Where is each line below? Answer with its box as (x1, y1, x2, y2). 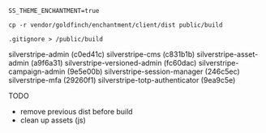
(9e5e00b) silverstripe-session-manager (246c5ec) (66, 66, 241, 76)
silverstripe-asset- (196, 49, 259, 59)
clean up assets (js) (19, 115, 87, 125)
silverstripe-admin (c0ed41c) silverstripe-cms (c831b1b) (8, 49, 195, 59)
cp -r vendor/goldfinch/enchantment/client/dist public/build (8, 21, 223, 29)
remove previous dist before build (19, 107, 133, 116)
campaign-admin (8, 66, 66, 76)
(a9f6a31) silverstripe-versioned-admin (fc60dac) (31, 58, 197, 67)
